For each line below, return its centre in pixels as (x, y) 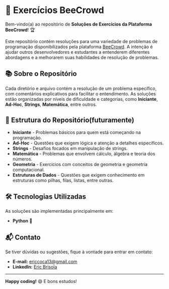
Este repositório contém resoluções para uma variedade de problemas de (81, 41)
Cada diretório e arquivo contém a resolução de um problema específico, (81, 88)
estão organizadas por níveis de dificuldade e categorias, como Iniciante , (81, 99)
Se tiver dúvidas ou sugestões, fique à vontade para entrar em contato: (79, 252)
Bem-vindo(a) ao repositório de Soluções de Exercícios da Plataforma (79, 24)
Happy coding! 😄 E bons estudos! (41, 281)
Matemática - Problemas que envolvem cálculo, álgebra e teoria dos (84, 154)
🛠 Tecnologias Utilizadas (46, 196)
